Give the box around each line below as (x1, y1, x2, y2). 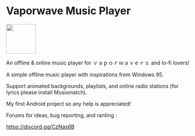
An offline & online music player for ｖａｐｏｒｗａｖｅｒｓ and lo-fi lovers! (6, 59, 190, 66)
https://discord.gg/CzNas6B (6, 123, 75, 130)
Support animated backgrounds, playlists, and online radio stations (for (6, 82, 179, 89)
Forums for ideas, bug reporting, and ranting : (6, 111, 117, 119)
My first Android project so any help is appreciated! (6, 100, 131, 107)
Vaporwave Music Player (6, 4, 131, 18)
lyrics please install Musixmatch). (6, 89, 87, 96)
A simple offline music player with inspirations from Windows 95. (6, 71, 164, 78)
